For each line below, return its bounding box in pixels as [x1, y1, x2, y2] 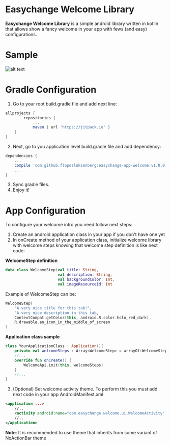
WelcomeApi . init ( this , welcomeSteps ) [23, 362, 103, 368]
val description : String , [58, 272, 113, 277]
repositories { [23, 115, 56, 120]
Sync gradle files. [12, 181, 50, 188]
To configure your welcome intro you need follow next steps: [5, 222, 133, 228]
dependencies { [5, 153, 38, 159]
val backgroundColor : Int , [58, 277, 115, 282]
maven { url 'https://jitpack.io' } [32, 125, 110, 130]
